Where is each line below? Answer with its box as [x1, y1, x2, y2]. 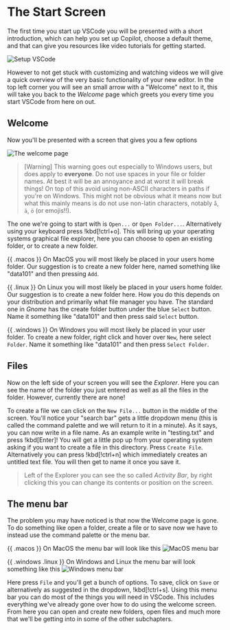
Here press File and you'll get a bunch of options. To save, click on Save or [7, 578, 220, 587]
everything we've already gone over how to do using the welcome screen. [7, 600, 217, 609]
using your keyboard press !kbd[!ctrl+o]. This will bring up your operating [7, 227, 215, 235]
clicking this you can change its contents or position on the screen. [23, 478, 214, 486]
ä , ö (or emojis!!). [23, 206, 71, 214]
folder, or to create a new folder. [7, 242, 98, 250]
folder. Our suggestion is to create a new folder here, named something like [7, 262, 221, 271]
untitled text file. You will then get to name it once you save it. [7, 457, 181, 465]
